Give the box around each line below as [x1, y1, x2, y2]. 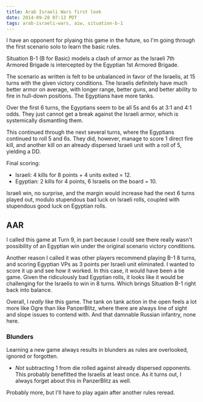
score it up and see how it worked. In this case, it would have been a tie [6, 267, 185, 274]
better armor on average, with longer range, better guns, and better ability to [6, 86, 198, 93]
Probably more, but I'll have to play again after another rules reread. [6, 389, 175, 397]
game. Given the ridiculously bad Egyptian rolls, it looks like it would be [6, 274, 184, 281]
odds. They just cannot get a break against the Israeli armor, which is [6, 110, 179, 118]
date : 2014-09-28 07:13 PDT [6, 15, 78, 21]
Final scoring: [6, 160, 41, 167]
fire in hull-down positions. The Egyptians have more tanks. [6, 92, 155, 100]
